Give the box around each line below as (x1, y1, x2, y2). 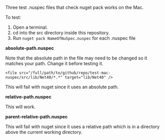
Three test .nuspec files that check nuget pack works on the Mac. (5, 5, 144, 10)
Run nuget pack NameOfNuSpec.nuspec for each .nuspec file (12, 35, 136, 41)
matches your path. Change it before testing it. (5, 61, 104, 66)
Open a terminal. (12, 24, 48, 30)
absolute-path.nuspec (5, 45, 55, 51)
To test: (5, 14, 21, 20)
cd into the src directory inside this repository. (12, 30, 110, 35)
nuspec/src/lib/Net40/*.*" (5, 75, 63, 80)
